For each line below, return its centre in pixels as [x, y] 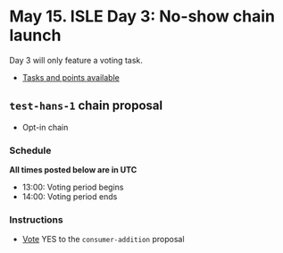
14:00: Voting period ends [70, 197]
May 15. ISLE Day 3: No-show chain [142, 17]
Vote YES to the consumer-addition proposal [103, 240]
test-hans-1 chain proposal [86, 106]
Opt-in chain [45, 127]
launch [35, 35]
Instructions [37, 219]
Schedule [30, 150]
